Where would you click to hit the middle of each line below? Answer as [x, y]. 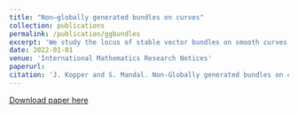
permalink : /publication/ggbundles [75, 34]
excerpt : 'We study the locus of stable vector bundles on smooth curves [149, 42]
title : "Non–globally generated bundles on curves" [106, 17]
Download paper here [49, 100]
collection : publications [57, 26]
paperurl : [27, 67]
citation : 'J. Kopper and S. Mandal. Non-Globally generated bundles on [146, 75]
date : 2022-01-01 [41, 50]
